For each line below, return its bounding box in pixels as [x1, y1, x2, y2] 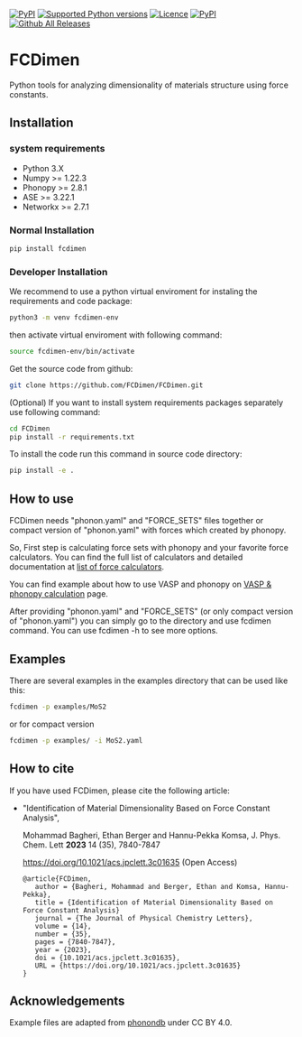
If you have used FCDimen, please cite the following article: [9, 785, 230, 796]
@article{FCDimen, [22, 874, 92, 884]
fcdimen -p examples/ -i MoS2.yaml [9, 736, 143, 745]
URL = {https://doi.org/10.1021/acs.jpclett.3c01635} [34, 961, 242, 970]
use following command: [9, 406, 101, 417]
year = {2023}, [34, 945, 92, 954]
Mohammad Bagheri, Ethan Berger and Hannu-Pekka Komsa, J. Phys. [22, 829, 281, 840]
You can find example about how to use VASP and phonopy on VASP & [9, 579, 272, 590]
